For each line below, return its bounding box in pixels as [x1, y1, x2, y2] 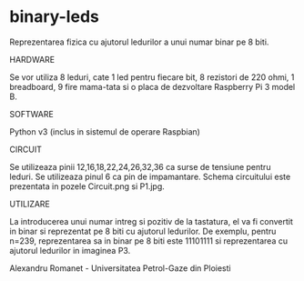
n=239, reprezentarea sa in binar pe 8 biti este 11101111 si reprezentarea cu [9, 235, 289, 246]
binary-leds [9, 6, 100, 27]
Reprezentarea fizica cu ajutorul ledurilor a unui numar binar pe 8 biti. [9, 36, 269, 47]
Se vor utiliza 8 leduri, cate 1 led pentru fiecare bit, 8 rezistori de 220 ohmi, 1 [9, 71, 295, 83]
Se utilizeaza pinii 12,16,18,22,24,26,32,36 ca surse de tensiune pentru [9, 161, 271, 172]
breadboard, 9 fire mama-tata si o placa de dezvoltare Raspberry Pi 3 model [9, 81, 296, 92]
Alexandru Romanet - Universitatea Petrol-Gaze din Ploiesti [9, 262, 231, 274]
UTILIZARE [9, 198, 50, 209]
